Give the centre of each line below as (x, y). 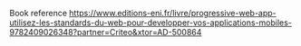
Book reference (39, 13)
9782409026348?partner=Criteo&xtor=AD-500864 (106, 32)
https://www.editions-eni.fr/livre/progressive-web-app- (173, 13)
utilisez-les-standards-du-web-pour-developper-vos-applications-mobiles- (151, 23)
